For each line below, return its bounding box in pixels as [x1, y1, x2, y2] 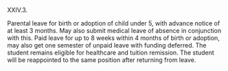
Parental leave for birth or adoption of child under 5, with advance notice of [7, 19, 220, 27]
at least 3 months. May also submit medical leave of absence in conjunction [7, 27, 222, 34]
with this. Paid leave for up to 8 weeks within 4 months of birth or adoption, [7, 34, 220, 42]
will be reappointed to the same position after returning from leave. [7, 56, 196, 64]
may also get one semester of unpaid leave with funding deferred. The [7, 41, 207, 49]
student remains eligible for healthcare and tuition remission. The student [7, 48, 214, 57]
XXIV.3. [7, 6, 28, 14]
